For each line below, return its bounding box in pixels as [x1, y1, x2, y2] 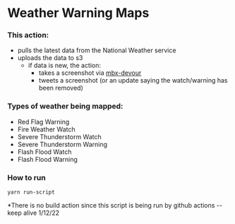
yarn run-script [7, 189, 55, 196]
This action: [7, 30, 49, 40]
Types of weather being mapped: [7, 101, 123, 111]
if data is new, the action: [28, 61, 101, 70]
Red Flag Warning [17, 117, 70, 126]
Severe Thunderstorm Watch [17, 132, 102, 141]
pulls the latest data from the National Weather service [17, 46, 176, 54]
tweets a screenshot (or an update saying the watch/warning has [38, 76, 228, 85]
